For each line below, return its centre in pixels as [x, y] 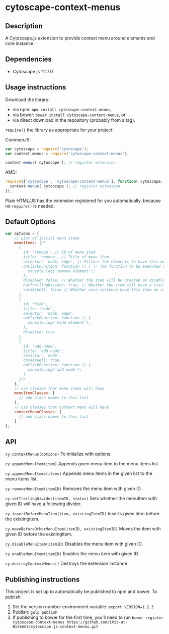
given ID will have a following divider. [44, 504]
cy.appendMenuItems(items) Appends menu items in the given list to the [79, 473]
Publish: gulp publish [35, 612]
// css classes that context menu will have [62, 407]
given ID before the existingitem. [39, 534]
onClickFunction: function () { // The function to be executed [92, 266]
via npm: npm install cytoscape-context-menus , [62, 109]
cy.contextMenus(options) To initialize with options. [58, 454]
